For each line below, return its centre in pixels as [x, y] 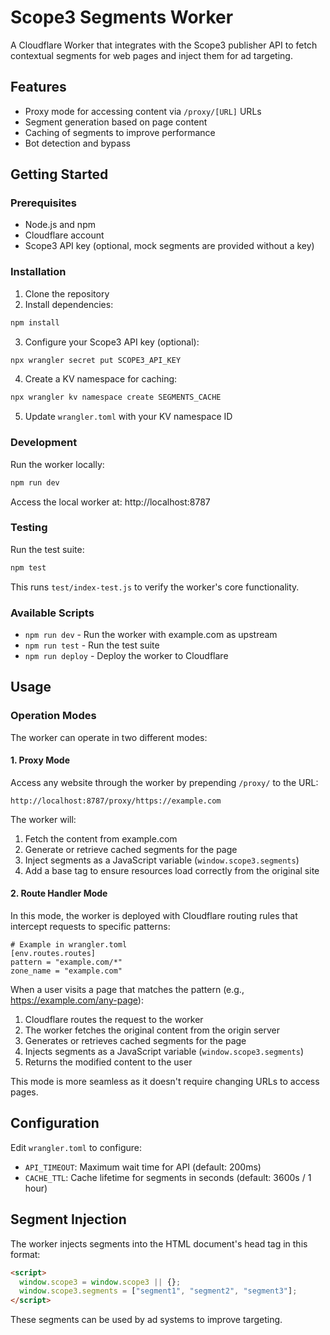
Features [38, 87]
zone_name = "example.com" [66, 971]
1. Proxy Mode [40, 760]
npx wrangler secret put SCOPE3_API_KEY [96, 360]
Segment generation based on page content [116, 122]
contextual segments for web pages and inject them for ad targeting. [151, 55]
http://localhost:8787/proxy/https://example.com [116, 801]
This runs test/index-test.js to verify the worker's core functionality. [155, 587]
